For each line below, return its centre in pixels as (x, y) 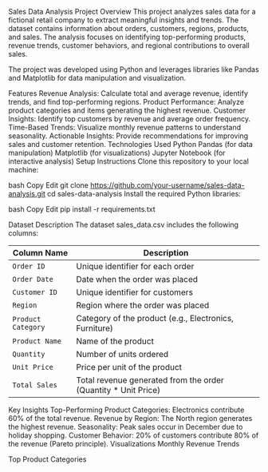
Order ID (29, 266)
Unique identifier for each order (135, 266)
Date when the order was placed (137, 279)
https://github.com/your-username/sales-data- (167, 185)
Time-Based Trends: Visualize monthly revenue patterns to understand (125, 127)
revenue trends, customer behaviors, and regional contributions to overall (129, 46)
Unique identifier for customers (135, 292)
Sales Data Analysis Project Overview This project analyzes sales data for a (132, 12)
